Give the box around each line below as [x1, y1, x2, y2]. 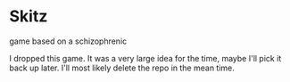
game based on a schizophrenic [9, 36, 128, 46]
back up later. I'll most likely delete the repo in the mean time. [9, 62, 235, 73]
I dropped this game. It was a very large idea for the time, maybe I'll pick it [9, 53, 282, 63]
